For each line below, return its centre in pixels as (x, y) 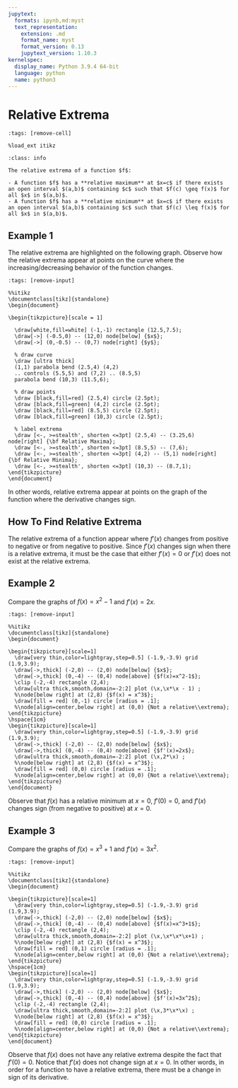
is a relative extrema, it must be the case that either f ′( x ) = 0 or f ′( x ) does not (119, 553)
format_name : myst (48, 40)
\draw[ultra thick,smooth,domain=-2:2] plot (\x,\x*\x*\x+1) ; (109, 936)
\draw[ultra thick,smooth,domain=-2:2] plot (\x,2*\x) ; (100, 757)
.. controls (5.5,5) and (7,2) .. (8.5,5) (78, 374)
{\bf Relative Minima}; (43, 461)
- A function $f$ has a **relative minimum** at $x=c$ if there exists (115, 202)
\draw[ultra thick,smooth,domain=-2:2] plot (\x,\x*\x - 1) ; (108, 689)
